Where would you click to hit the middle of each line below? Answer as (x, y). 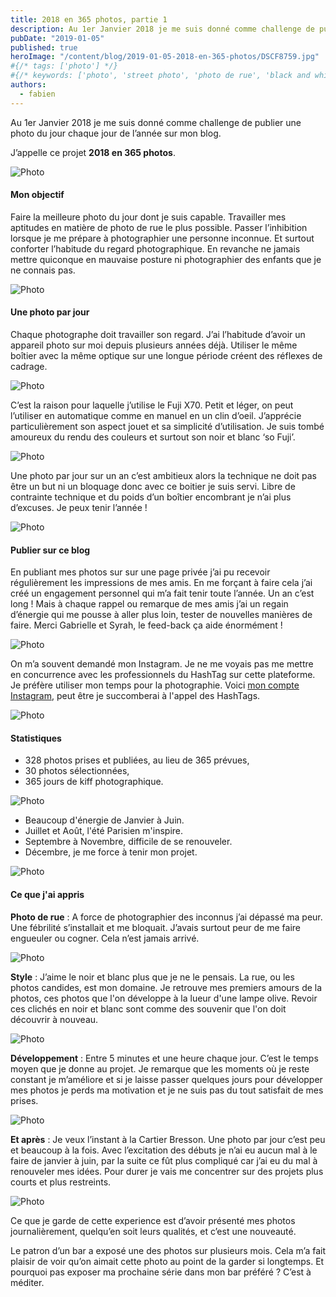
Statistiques (36, 738)
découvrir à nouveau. (54, 1019)
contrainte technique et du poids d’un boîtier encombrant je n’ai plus (151, 497)
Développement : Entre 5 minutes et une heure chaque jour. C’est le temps (164, 1058)
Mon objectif (37, 195)
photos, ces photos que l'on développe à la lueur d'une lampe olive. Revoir (164, 998)
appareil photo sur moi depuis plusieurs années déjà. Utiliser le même (154, 345)
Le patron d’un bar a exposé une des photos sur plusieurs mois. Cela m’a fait (168, 1250)
